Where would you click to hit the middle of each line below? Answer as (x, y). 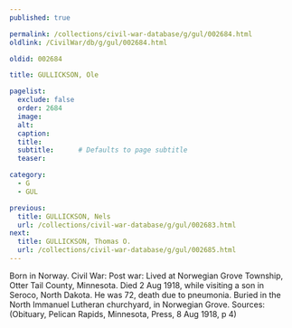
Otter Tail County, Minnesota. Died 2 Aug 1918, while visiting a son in (137, 285)
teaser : (32, 159)
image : (30, 117)
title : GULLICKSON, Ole (54, 75)
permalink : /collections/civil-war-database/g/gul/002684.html (131, 34)
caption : (34, 133)
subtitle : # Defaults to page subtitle (103, 150)
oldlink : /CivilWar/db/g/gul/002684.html (89, 42)
